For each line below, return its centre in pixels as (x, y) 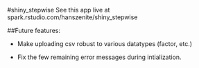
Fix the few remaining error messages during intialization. (99, 57)
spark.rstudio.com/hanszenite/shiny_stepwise (72, 17)
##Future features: (34, 31)
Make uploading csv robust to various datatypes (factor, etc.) (105, 44)
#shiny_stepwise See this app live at (59, 10)
